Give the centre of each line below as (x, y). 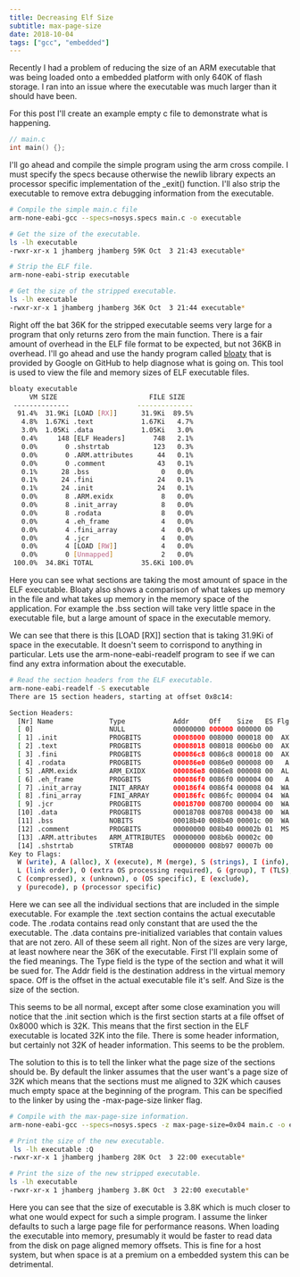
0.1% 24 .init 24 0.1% (107, 488)
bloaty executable (43, 388)
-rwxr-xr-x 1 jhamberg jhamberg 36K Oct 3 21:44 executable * (127, 308)
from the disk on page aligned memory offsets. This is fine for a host (135, 1245)
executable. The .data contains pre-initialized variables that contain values (146, 932)
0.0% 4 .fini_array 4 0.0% (107, 530)
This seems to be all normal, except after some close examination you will (145, 1006)
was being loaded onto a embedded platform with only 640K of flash (136, 78)
